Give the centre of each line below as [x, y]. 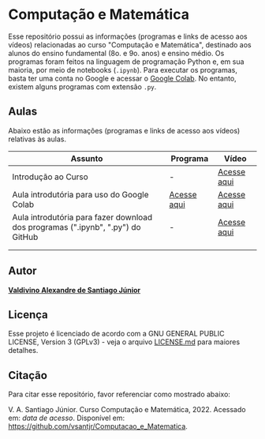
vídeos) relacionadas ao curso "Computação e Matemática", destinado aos [130, 44]
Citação [28, 375]
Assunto [87, 158]
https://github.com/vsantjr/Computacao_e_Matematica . [98, 426]
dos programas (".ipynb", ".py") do [77, 227]
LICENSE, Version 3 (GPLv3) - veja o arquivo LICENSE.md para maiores [124, 342]
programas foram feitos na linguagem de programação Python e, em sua [126, 62]
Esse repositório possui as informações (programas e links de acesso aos [128, 36]
